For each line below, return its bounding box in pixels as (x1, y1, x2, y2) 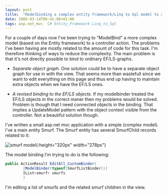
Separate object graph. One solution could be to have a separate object (12, 66, 160, 72)
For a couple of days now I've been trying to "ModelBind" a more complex (5, 35, 157, 41)
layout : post (5, 7, 32, 12)
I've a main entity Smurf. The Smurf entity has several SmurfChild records (5, 127, 157, 133)
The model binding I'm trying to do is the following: (5, 152, 109, 158)
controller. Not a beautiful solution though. (12, 112, 99, 118)
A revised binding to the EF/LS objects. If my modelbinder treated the (12, 91, 154, 97)
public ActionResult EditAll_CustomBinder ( (5, 161, 97, 167)
